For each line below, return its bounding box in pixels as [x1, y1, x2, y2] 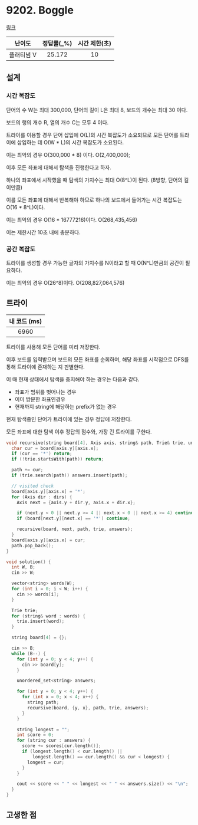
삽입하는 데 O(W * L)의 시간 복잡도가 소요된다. [16, 139, 124, 146]
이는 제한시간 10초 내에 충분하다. [6, 228, 81, 236]
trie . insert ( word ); [16, 619, 65, 624]
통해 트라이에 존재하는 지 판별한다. [6, 363, 85, 370]
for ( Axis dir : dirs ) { [11, 494, 72, 500]
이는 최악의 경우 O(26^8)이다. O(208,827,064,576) [6, 279, 125, 286]
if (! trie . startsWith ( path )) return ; [11, 456, 104, 462]
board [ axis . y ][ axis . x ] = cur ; [11, 537, 85, 543]
